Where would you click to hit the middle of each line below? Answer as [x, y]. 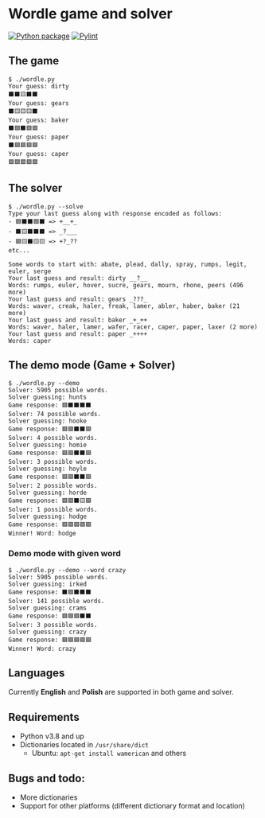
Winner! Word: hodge [43, 534]
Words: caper [30, 341]
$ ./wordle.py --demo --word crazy [67, 570]
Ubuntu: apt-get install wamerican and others [109, 754]
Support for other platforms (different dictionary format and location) [132, 806]
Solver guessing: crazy [48, 632]
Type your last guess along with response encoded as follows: [115, 213]
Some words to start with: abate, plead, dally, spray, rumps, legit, [128, 264]
